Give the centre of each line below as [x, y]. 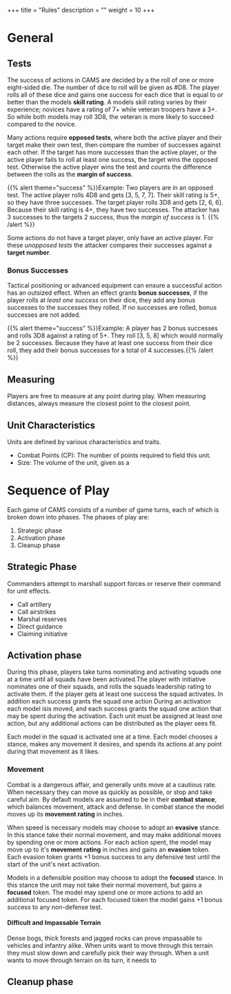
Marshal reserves [42, 619]
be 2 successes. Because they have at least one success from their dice [110, 343]
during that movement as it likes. [53, 752]
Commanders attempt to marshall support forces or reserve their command [114, 583]
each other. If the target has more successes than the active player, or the [112, 152]
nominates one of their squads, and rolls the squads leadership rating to [109, 687]
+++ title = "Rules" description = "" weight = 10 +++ [81, 10]
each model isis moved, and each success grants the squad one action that [114, 709]
